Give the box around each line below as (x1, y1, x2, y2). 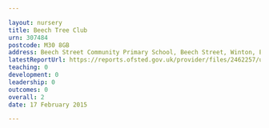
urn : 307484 (8, 34, 48, 42)
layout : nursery (8, 18, 62, 26)
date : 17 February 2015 (8, 101, 88, 109)
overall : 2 (8, 93, 45, 101)
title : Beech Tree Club (8, 26, 88, 34)
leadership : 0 (8, 78, 56, 86)
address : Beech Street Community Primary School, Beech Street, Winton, (8, 49, 256, 57)
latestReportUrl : (8, 56, 66, 64)
